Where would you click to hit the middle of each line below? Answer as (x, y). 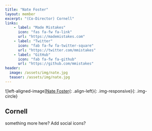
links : (12, 23)
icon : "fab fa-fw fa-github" (47, 59)
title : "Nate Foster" (27, 9)
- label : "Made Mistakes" (40, 28)
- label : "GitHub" (32, 55)
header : (13, 68)
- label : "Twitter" (33, 41)
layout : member (20, 14)
